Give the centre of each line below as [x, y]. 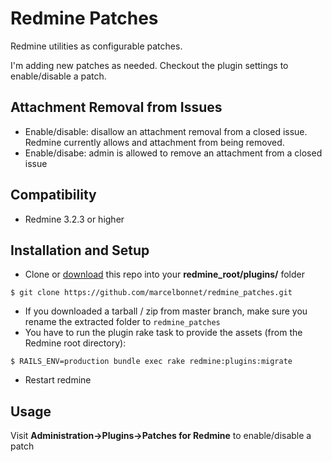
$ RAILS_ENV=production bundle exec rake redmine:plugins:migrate [151, 362]
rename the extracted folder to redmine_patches [122, 322]
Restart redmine [58, 380]
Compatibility [53, 195]
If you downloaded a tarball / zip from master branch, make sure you [166, 311]
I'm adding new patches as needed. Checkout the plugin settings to [149, 65]
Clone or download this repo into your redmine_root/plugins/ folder [164, 274]
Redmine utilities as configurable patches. [96, 46]
